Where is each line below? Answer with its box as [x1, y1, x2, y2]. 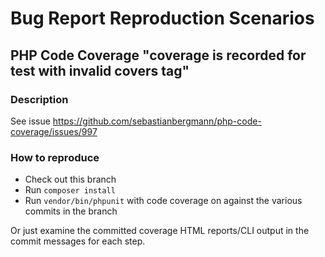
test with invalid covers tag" [10, 62, 190, 79]
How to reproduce [10, 150, 100, 164]
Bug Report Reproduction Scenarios [10, 7, 315, 30]
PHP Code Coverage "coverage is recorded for [10, 47, 307, 64]
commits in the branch [24, 205, 118, 217]
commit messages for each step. [10, 235, 146, 247]
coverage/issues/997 [10, 125, 98, 137]
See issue [10, 115, 51, 127]
